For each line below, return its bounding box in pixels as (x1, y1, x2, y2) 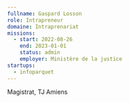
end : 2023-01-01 (19, 42, 67, 49)
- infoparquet (13, 68, 54, 75)
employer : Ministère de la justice (19, 56, 123, 63)
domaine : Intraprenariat (7, 23, 79, 30)
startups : (7, 62, 36, 69)
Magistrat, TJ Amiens (7, 88, 68, 96)
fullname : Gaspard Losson (7, 10, 82, 17)
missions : (7, 29, 36, 37)
